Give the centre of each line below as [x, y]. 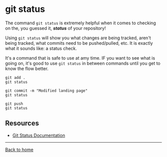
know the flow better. [27, 69]
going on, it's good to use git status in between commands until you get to [83, 63]
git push [14, 104]
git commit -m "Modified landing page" [46, 90]
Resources [22, 123]
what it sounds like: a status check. [41, 48]
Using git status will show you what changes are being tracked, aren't [78, 38]
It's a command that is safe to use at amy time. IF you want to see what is [80, 58]
